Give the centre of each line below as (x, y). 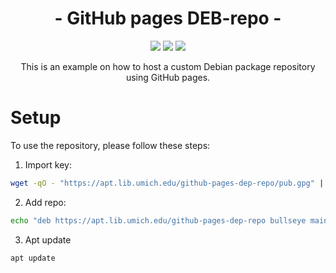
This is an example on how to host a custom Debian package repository (168, 66)
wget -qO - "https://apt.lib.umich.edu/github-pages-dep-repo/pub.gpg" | (167, 183)
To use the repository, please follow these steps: (110, 145)
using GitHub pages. (168, 77)
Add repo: (45, 202)
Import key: (48, 164)
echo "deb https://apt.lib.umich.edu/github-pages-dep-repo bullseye (158, 220)
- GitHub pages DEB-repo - (168, 18)
